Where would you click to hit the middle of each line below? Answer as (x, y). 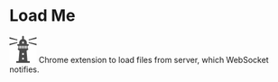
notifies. (24, 69)
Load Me (42, 16)
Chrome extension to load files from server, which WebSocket (153, 59)
